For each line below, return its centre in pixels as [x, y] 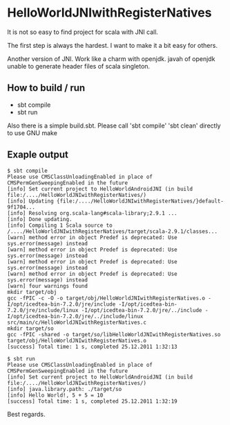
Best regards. [26, 414]
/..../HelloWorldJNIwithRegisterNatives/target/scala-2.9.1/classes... [112, 231]
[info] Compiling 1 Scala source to [60, 225]
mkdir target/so [30, 328]
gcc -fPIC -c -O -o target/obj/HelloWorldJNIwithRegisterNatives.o [106, 298]
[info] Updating [30, 201]
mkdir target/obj [32, 292]
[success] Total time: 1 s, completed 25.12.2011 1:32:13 [92, 347]
